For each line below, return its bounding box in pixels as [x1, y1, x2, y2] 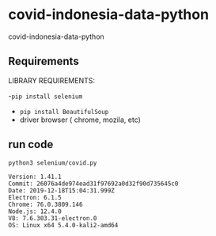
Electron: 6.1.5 [8, 193, 62, 201]
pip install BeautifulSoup [19, 108, 109, 116]
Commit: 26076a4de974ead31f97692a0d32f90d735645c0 [8, 180, 179, 188]
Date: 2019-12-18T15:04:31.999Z [8, 186, 115, 195]
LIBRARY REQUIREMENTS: [8, 75, 96, 85]
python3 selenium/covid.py [8, 158, 97, 167]
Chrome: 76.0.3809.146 [8, 200, 83, 208]
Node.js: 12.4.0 [8, 207, 62, 215]
